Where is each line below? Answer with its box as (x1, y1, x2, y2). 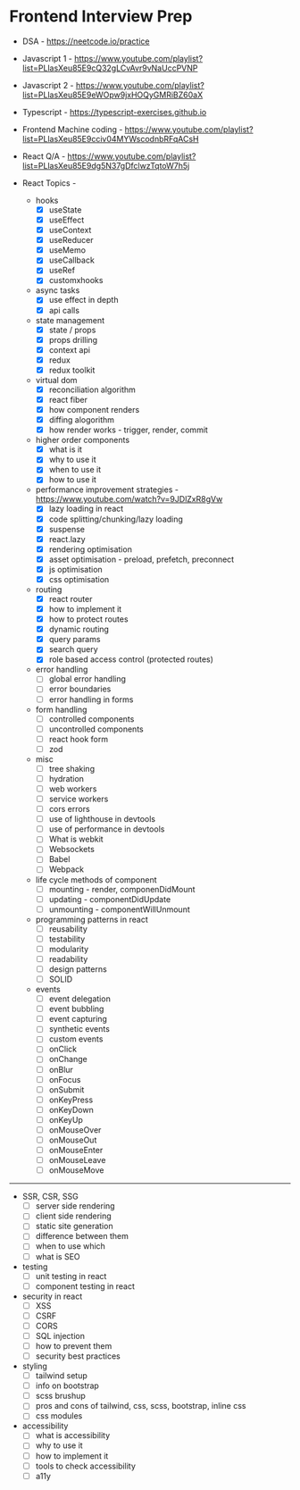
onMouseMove (48, 1165, 104, 1176)
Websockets (48, 844, 96, 855)
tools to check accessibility (35, 1461, 137, 1471)
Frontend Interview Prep (9, 6, 193, 27)
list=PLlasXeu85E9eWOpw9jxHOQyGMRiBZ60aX (21, 89, 204, 100)
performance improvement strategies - (35, 484, 179, 495)
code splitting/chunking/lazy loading (48, 514, 183, 524)
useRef (48, 265, 76, 276)
